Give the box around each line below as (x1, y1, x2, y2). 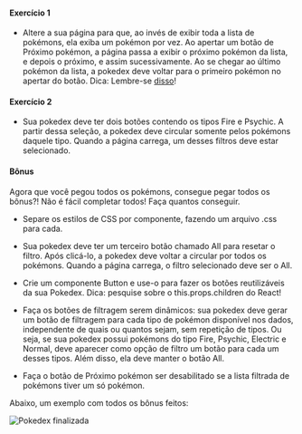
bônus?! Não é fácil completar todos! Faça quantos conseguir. (9, 196, 241, 207)
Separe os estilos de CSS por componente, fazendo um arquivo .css (22, 213, 278, 224)
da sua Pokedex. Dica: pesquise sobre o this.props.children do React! (22, 286, 282, 298)
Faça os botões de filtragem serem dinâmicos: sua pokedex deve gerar (22, 304, 288, 315)
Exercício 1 (9, 7, 52, 18)
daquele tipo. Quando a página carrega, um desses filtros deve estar (22, 136, 278, 147)
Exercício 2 (9, 96, 52, 107)
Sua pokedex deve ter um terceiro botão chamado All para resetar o (22, 240, 276, 251)
